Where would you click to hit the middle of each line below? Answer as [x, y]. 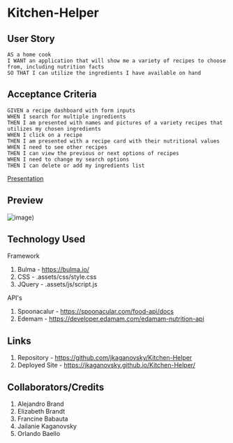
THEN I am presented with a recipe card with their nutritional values [113, 141]
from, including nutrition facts [56, 67]
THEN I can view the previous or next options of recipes [93, 153]
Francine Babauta [43, 419]
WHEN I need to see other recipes [58, 147]
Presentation [25, 178]
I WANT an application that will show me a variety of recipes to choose [117, 61]
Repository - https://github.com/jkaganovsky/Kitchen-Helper [105, 358]
